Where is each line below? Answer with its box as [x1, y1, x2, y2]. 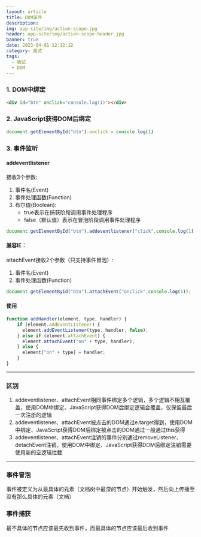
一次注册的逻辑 [14, 412, 52, 419]
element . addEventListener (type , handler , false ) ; [22, 327, 148, 333]
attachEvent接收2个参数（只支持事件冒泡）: [6, 256, 114, 263]
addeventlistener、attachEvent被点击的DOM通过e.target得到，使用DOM [14, 419, 193, 426]
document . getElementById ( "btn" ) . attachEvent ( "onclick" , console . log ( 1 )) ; [6, 289, 191, 295]
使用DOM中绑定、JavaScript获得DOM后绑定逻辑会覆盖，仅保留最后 [25, 404, 193, 411]
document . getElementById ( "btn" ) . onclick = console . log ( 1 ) [6, 128, 154, 135]
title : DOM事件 [6, 14, 42, 20]
